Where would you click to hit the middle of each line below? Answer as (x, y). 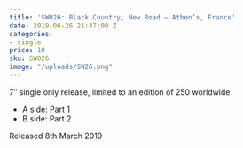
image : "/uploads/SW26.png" (61, 67)
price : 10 (27, 51)
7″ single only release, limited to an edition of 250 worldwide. (121, 92)
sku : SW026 (29, 58)
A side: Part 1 (46, 109)
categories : (31, 34)
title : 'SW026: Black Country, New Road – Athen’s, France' (123, 17)
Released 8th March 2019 (56, 136)
